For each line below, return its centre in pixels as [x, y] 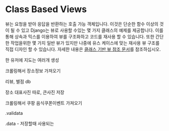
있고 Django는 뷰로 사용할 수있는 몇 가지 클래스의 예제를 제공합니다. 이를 [92, 30]
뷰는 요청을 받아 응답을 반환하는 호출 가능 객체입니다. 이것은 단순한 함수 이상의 [82, 24]
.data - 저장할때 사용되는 [30, 123]
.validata [14, 113]
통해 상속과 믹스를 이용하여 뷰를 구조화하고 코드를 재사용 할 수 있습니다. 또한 [80, 36]
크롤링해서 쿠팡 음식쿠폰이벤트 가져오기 [44, 103]
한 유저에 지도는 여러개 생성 [32, 60]
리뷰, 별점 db [18, 81]
